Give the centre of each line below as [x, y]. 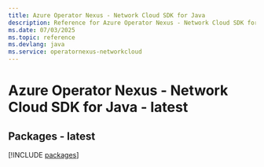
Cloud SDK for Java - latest [98, 107]
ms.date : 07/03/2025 [42, 30]
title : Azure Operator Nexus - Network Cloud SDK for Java [107, 15]
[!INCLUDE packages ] [44, 155]
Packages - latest [52, 136]
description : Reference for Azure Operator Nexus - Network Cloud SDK [126, 23]
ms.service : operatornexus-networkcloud [75, 52]
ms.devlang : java [37, 45]
